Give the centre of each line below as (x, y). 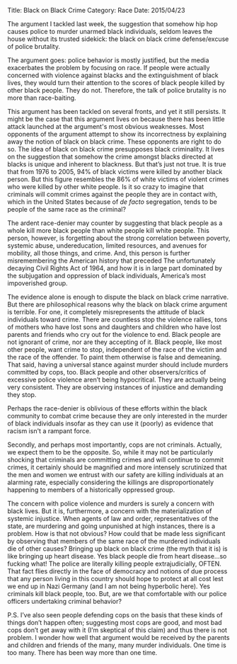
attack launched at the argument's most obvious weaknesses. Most (106, 126)
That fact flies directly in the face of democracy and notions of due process (117, 571)
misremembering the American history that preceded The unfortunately (111, 261)
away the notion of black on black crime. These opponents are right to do (114, 142)
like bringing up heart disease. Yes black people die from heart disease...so (117, 556)
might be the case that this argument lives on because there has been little (116, 119)
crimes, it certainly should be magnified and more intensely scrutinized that (117, 467)
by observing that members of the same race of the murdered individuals (114, 541)
